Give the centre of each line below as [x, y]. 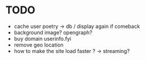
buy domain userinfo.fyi [42, 38]
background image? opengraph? [53, 32]
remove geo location [39, 45]
